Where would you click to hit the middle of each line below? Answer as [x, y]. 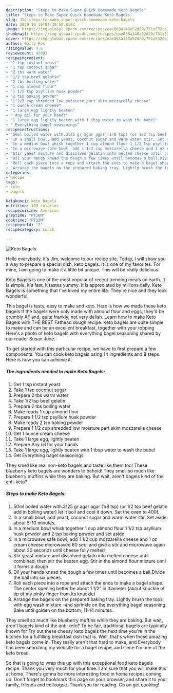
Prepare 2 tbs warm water [41, 395]
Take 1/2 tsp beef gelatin [39, 400]
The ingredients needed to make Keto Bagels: [55, 371]
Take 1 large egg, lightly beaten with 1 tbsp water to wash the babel [84, 450]
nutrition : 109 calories [32, 206]
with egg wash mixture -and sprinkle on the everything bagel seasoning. [90, 605]
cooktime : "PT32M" [25, 220]
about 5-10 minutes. [34, 523]
